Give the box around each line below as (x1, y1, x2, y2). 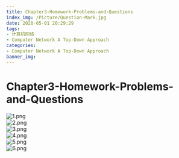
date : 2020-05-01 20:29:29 (6, 20, 74, 26)
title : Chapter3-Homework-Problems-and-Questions (6, 8, 134, 15)
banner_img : (6, 54, 36, 60)
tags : (6, 25, 20, 32)
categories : (6, 43, 36, 49)
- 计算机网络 (6, 31, 34, 37)
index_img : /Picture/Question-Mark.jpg (6, 14, 107, 21)
